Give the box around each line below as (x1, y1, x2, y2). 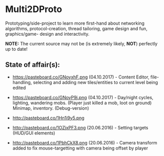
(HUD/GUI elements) (12, 130, 55, 136)
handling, (12, 79, 32, 85)
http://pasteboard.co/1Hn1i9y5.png (12, 115, 85, 121)
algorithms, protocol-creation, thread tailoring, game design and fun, (5, 25, 147, 31)
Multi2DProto (5, 4, 62, 15)
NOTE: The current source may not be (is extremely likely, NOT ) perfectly (5, 40, 157, 46)
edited (12, 85, 26, 91)
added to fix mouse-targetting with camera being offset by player (12, 145, 148, 151)
